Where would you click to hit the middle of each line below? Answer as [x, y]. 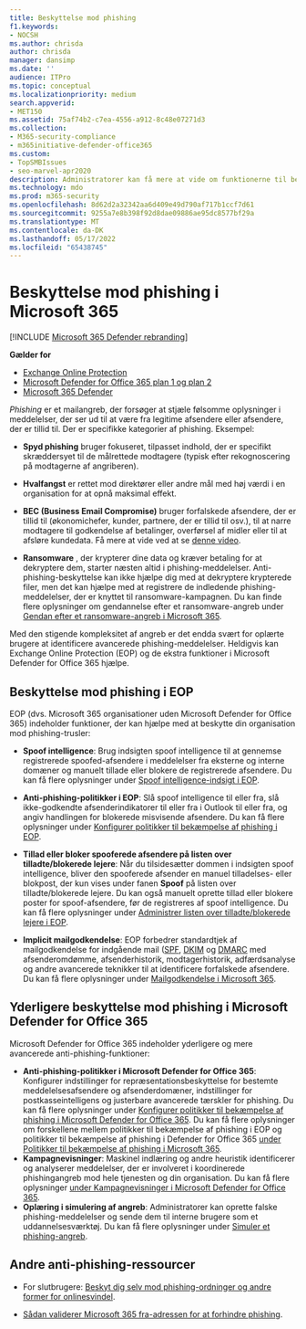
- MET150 [26, 111]
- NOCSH [24, 35]
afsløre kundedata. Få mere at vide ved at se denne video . [132, 541]
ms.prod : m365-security [55, 196]
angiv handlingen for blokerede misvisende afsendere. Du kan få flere [153, 817]
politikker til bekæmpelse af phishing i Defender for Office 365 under [152, 1139]
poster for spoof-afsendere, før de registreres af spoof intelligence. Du [155, 902]
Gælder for [31, 355]
